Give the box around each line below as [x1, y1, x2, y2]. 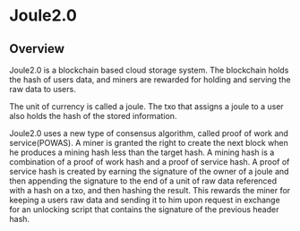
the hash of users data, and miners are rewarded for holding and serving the [9, 74, 291, 85]
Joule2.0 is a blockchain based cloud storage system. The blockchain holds [9, 64, 289, 75]
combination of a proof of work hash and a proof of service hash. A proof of [9, 157, 290, 167]
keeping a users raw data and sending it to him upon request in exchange [9, 194, 280, 205]
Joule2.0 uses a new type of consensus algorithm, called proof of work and [9, 128, 289, 139]
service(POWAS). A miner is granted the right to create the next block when [9, 138, 288, 148]
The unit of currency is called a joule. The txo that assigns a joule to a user [9, 101, 284, 112]
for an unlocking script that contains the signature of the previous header [9, 204, 279, 215]
